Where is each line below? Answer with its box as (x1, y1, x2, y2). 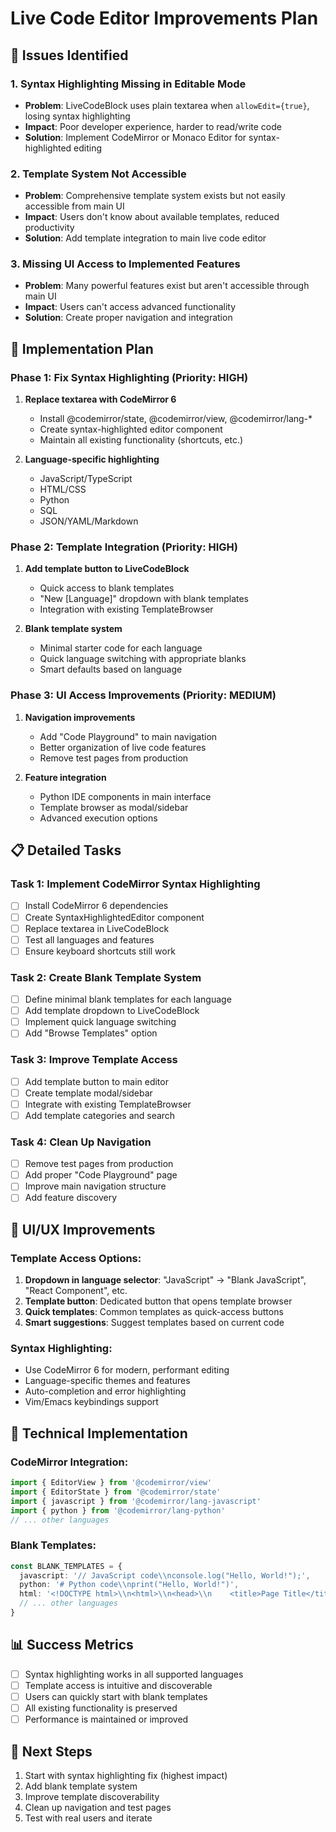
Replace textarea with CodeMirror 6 (24, 393, 177, 406)
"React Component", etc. (24, 1285, 128, 1297)
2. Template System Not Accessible (10, 167, 187, 181)
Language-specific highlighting (24, 453, 160, 466)
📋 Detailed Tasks (10, 842, 122, 859)
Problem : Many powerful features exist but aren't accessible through (24, 280, 310, 292)
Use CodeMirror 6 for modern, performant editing (24, 1364, 230, 1376)
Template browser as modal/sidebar (39, 801, 189, 813)
